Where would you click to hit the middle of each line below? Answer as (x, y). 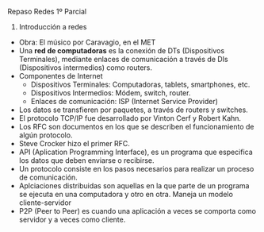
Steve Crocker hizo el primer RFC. (74, 143)
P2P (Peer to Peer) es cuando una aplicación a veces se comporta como (138, 211)
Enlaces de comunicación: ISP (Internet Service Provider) (124, 101)
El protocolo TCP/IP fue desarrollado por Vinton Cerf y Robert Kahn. (130, 118)
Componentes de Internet (61, 76)
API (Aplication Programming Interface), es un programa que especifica (136, 152)
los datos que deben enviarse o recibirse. (86, 160)
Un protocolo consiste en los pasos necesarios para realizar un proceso (136, 169)
